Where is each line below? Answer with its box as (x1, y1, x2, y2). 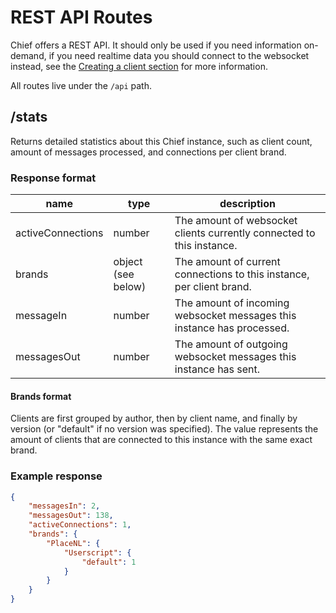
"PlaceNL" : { (46, 538, 101, 548)
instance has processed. (174, 321, 290, 335)
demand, (10, 49, 47, 61)
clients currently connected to (174, 226, 316, 240)
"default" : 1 (81, 557, 137, 567)
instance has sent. (174, 362, 261, 376)
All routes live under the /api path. (10, 79, 152, 91)
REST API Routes (10, 6, 153, 29)
